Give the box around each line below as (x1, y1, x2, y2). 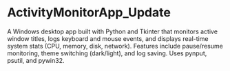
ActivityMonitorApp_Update (7, 5, 171, 20)
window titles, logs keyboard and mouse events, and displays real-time (7, 34, 209, 42)
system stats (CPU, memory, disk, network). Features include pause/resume (7, 42, 224, 50)
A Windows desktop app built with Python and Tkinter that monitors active (7, 27, 218, 35)
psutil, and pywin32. (7, 56, 65, 64)
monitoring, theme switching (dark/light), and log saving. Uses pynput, (7, 49, 207, 57)
